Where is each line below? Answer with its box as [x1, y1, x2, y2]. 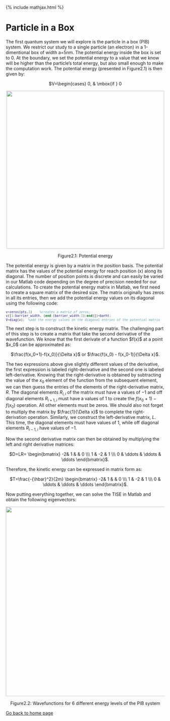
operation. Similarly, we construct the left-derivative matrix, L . [27, 414, 156, 420]
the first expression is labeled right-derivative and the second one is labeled [6, 366, 164, 372]
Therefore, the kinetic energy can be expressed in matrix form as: [6, 466, 142, 472]
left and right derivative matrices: [6, 441, 75, 447]
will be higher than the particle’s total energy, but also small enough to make [6, 60, 164, 66]
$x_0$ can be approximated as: [6, 341, 71, 348]
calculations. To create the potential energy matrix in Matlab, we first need [6, 284, 160, 290]
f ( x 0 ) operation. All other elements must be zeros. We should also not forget [6, 402, 163, 409]
